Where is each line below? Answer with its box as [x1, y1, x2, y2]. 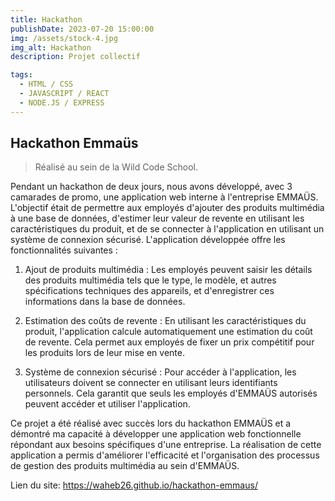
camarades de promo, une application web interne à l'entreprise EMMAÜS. [10, 191, 319, 203]
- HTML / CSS [19, 79, 74, 90]
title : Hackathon [10, 14, 83, 25]
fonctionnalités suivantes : [10, 244, 118, 256]
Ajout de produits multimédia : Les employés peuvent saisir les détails [24, 264, 313, 276]
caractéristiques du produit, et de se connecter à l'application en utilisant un [10, 223, 325, 235]
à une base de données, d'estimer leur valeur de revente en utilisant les [10, 212, 305, 225]
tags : [10, 70, 33, 80]
